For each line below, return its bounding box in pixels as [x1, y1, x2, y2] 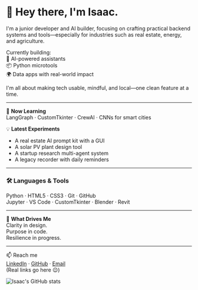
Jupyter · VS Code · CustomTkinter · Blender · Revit [6, 198, 130, 206]
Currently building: [6, 48, 51, 56]
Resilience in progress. [6, 234, 62, 242]
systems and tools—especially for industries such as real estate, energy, [6, 31, 182, 38]
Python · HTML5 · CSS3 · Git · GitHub [6, 192, 96, 200]
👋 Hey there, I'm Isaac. [6, 5, 118, 19]
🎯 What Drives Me [6, 216, 51, 223]
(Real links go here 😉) [6, 266, 60, 273]
